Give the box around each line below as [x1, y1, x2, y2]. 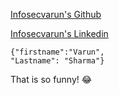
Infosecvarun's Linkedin [10, 28, 109, 39]
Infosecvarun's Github [10, 9, 102, 20]
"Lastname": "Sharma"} [10, 56, 105, 66]
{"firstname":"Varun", [10, 47, 105, 57]
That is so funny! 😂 [10, 74, 93, 85]
